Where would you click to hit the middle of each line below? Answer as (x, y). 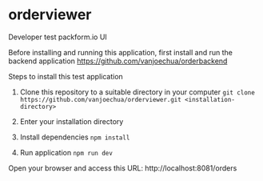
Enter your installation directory (72, 121)
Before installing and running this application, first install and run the (121, 52)
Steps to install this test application (66, 76)
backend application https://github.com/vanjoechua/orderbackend (118, 61)
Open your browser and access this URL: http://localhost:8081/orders (123, 168)
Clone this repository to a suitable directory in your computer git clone (137, 92)
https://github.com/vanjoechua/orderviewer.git (100, 99)
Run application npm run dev (66, 152)
